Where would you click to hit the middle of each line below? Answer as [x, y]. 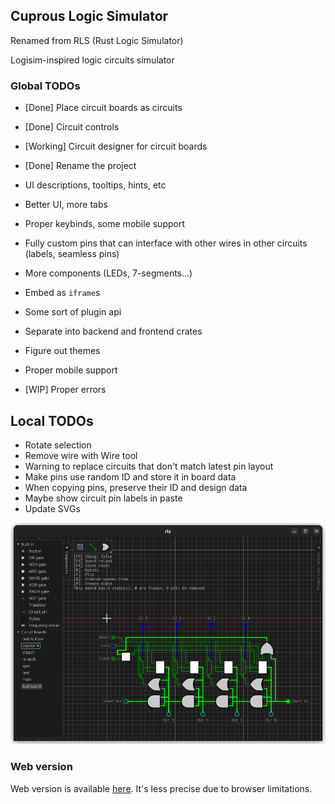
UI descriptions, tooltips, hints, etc [95, 185]
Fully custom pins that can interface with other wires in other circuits [166, 243]
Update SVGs [52, 508]
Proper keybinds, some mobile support [105, 224]
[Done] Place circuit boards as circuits [103, 108]
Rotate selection [58, 445]
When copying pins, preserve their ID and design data [136, 487]
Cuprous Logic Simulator [89, 16]
